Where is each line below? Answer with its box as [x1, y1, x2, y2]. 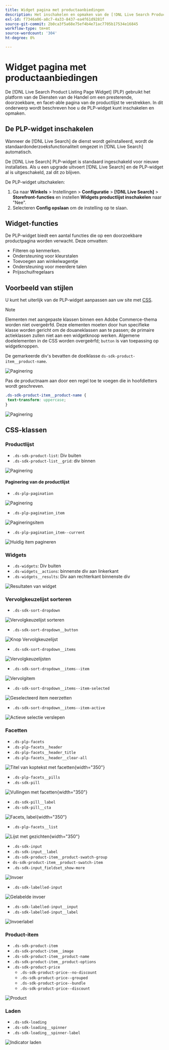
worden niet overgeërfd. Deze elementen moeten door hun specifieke [5, 322, 150, 328]
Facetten [5, 727, 28, 734]
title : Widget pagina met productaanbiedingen [5, 7, 105, 13]
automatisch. [5, 149, 32, 155]
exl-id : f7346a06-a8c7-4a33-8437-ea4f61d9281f [5, 17, 105, 22]
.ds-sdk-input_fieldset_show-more [12, 865, 85, 870]
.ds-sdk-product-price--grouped [20, 975, 88, 981]
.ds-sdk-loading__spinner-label [12, 1030, 80, 1036]
